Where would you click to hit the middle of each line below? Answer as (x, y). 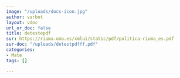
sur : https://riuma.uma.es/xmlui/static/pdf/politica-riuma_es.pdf (90, 39)
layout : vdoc (22, 22)
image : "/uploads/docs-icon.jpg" (47, 11)
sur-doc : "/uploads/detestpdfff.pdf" (52, 45)
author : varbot (25, 17)
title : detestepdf (28, 33)
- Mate (14, 55)
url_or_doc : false (28, 28)
